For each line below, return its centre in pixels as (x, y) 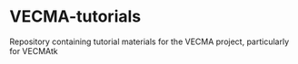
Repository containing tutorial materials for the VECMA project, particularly (149, 41)
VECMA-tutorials (75, 17)
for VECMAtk (34, 50)
